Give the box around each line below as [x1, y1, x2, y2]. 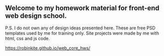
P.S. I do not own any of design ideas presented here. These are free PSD [5, 25, 156, 31]
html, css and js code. [5, 35, 50, 41]
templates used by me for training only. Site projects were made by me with [5, 30, 160, 36]
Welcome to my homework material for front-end [5, 4, 160, 12]
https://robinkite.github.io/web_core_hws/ [5, 45, 91, 51]
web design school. [5, 12, 67, 20]
